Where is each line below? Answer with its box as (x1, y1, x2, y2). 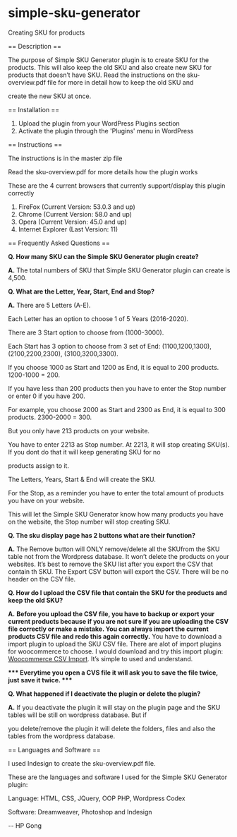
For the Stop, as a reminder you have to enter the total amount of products (8, 488, 224, 497)
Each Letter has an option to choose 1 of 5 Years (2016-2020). (8, 314, 189, 323)
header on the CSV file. (8, 574, 76, 583)
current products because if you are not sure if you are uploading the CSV (8, 617, 229, 625)
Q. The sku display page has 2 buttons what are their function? (8, 531, 196, 539)
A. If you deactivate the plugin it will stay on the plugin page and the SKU (8, 703, 221, 711)
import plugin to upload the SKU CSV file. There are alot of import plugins (8, 639, 221, 648)
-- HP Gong (8, 821, 42, 830)
